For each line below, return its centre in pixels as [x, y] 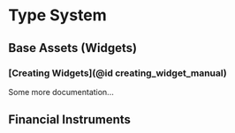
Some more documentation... [61, 92]
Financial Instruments [70, 120]
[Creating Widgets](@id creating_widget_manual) [117, 73]
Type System [57, 15]
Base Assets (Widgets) [73, 48]
